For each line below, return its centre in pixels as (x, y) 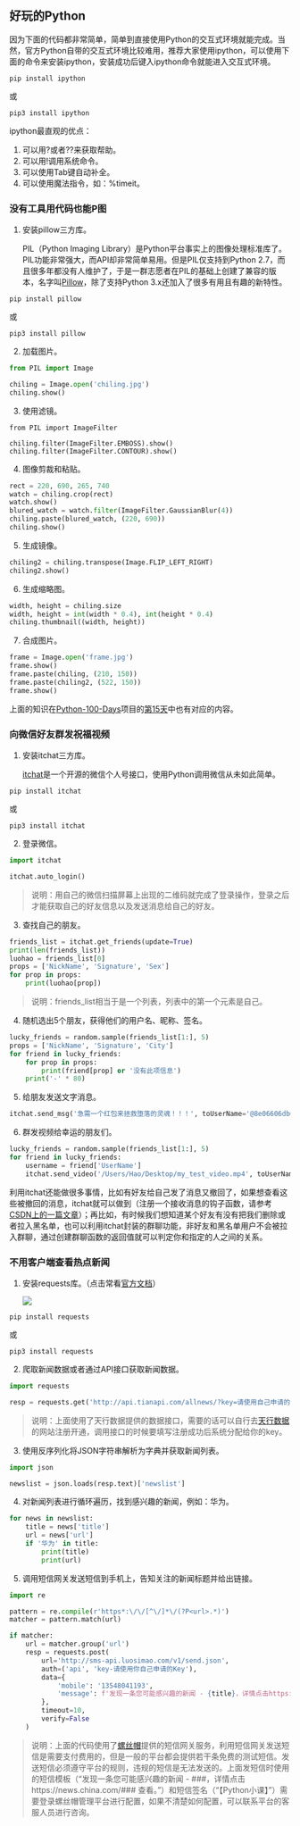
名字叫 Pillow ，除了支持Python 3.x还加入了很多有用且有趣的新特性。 (162, 282)
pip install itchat (46, 792)
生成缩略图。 (46, 588)
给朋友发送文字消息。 (61, 1097)
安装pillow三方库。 (57, 229)
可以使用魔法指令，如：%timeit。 (83, 183)
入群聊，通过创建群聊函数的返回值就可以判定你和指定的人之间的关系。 (138, 1237)
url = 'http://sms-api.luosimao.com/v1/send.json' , (135, 1660)
